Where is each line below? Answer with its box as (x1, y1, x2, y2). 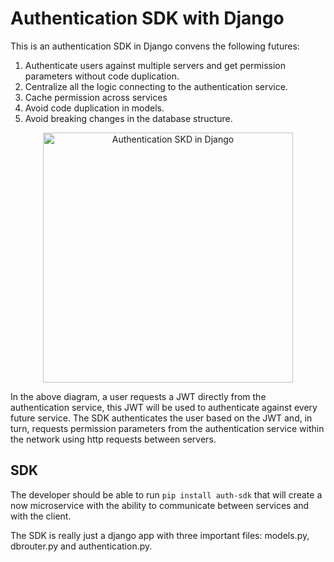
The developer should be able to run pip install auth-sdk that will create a (10, 488, 323, 501)
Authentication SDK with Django (10, 7, 285, 30)
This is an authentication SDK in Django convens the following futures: (10, 40, 300, 52)
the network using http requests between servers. (10, 433, 217, 445)
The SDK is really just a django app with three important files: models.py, (10, 529, 310, 541)
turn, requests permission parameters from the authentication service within (10, 422, 325, 434)
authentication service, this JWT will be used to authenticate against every (10, 401, 318, 413)
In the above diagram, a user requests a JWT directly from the (10, 390, 267, 402)
